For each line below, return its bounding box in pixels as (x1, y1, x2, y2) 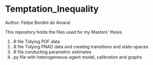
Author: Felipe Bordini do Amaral (5, 20, 71, 25)
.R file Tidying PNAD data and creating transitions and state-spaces (12, 43, 149, 49)
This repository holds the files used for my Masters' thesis (5, 29, 122, 35)
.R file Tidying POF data (12, 38, 60, 44)
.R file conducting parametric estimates (12, 49, 92, 55)
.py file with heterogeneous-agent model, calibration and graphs (12, 54, 142, 60)
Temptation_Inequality (5, 3, 99, 15)
